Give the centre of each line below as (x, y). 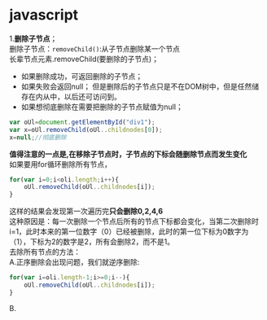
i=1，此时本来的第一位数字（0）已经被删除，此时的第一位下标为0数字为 (129, 232)
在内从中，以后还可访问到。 (74, 96)
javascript (44, 15)
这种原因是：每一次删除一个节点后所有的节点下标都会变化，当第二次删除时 (134, 221)
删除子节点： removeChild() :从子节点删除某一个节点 (95, 48)
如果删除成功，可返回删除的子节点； (82, 76)
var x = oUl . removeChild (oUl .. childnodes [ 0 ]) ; (86, 129)
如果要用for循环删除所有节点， (61, 164)
